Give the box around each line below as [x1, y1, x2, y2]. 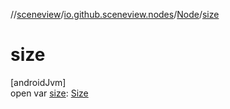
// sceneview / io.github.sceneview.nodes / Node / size [10, 9, 220, 20]
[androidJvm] [10, 76, 67, 88]
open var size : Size [10, 87, 89, 99]
